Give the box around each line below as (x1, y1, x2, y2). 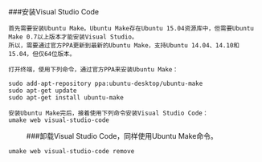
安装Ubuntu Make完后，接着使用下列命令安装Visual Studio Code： (8, 109, 209, 117)
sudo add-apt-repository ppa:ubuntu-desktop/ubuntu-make (8, 79, 203, 87)
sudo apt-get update (8, 87, 78, 95)
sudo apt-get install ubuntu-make (8, 94, 125, 102)
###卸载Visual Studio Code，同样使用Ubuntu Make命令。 (26, 132, 219, 140)
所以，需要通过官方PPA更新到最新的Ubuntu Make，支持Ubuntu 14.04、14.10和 (8, 42, 239, 50)
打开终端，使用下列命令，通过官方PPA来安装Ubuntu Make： (8, 66, 179, 74)
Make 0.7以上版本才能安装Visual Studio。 (8, 33, 138, 41)
